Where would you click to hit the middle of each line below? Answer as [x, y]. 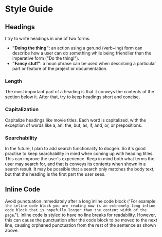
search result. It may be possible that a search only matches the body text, [80, 169]
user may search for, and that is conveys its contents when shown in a [75, 164]
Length [14, 81]
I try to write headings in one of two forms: [48, 38]
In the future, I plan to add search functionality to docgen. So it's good [75, 148]
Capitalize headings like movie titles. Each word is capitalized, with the [76, 120]
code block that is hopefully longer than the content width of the [76, 210]
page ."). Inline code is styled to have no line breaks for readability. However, [81, 215]
